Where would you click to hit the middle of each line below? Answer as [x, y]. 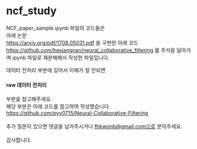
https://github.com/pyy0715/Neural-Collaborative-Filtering [77, 113]
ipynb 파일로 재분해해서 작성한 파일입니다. [61, 57]
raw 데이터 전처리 [27, 85]
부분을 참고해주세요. [29, 99]
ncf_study [32, 11]
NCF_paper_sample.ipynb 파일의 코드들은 [56, 28]
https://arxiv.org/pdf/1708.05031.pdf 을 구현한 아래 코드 [72, 43]
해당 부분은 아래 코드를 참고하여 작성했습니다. [58, 106]
